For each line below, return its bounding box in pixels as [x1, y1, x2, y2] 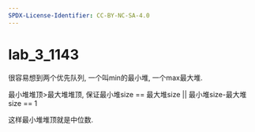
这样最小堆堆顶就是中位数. [8, 115, 94, 124]
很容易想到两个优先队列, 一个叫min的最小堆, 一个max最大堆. [8, 73, 203, 82]
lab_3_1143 [8, 45, 80, 63]
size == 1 [8, 98, 38, 107]
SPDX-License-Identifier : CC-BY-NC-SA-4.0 [8, 11, 150, 20]
